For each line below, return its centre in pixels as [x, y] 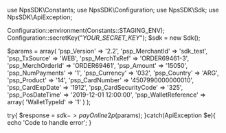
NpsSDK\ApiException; [40, 17]
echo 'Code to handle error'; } [49, 122]
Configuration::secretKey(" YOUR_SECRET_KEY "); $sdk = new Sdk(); [104, 38]
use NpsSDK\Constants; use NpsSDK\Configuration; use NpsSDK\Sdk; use [113, 10]
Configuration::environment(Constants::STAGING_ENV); [86, 31]
